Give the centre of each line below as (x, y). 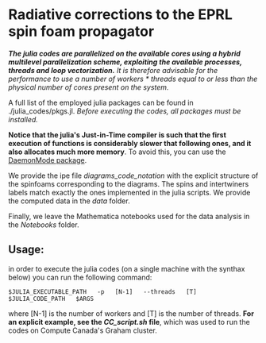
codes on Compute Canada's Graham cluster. (83, 330)
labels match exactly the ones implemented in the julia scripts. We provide (129, 192)
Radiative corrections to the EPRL (120, 15)
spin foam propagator (81, 31)
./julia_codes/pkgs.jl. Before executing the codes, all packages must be (125, 111)
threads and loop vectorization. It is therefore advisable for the (113, 70)
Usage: (27, 250)
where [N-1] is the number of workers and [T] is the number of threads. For (131, 313)
